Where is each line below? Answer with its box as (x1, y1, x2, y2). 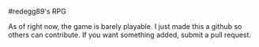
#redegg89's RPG (8, 7, 67, 16)
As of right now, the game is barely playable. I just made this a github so (8, 22, 242, 31)
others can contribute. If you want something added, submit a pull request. (8, 31, 251, 39)
